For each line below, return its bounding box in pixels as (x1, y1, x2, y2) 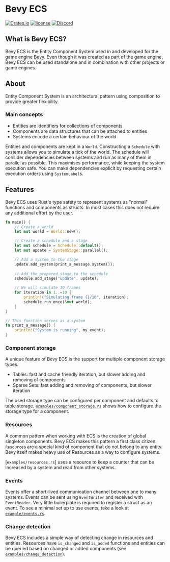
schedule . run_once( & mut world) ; (23, 299, 93, 304)
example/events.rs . (5, 510, 46, 516)
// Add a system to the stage (14, 257, 79, 262)
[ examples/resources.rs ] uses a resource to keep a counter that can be (5, 459, 154, 465)
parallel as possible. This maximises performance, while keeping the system (5, 159, 165, 166)
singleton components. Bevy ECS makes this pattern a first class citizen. (5, 438, 157, 444)
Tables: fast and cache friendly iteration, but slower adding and (12, 371, 146, 378)
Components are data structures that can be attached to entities (12, 128, 148, 134)
